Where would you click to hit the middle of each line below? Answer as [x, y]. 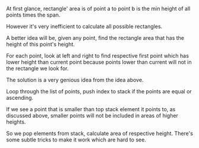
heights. [16, 122]
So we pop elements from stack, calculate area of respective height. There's [99, 133]
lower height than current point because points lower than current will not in [99, 62]
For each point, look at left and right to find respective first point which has [97, 56]
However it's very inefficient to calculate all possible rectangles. [84, 26]
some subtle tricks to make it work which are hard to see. [76, 140]
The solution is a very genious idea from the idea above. [75, 80]
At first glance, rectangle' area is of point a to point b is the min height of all [98, 9]
